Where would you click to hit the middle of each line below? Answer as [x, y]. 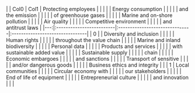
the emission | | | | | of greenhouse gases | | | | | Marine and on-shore [89, 15]
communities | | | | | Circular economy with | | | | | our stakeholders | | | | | [94, 71]
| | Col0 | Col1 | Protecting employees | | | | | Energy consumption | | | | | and [97, 9]
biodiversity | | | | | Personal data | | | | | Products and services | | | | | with [94, 46]
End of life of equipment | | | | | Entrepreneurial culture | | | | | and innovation [97, 77]
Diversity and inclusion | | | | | [139, 34]
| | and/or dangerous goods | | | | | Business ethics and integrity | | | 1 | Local [98, 65]
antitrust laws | [24, 27]
